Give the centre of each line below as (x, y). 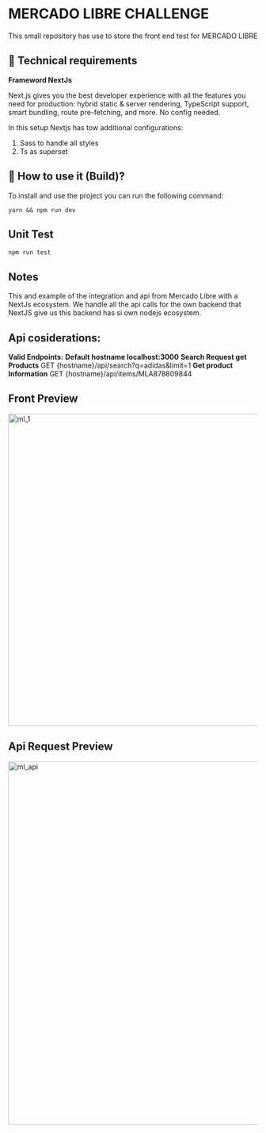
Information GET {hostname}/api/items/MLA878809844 (100, 374)
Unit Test (31, 234)
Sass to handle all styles (59, 143)
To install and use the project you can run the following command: (116, 195)
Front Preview (43, 399)
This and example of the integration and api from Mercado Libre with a (123, 296)
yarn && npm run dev (42, 210)
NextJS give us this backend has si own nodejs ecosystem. (105, 313)
